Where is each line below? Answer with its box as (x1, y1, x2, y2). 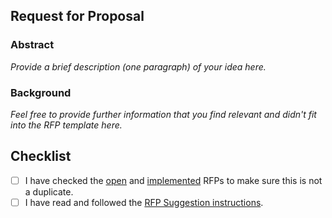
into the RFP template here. (10, 119, 123, 131)
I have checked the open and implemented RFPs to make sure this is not (24, 174, 323, 186)
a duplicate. (24, 185, 74, 198)
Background (10, 85, 72, 99)
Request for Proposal (10, 8, 145, 25)
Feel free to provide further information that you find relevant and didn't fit (10, 108, 317, 120)
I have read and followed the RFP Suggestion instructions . (24, 196, 264, 208)
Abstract (10, 38, 55, 52)
